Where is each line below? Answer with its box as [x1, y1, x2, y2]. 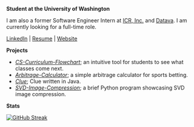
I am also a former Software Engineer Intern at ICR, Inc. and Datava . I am [6, 17, 187, 24]
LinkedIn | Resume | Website [6, 35, 78, 42]
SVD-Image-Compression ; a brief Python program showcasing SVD [15, 84, 185, 91]
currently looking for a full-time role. [6, 24, 97, 30]
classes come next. [15, 65, 64, 72]
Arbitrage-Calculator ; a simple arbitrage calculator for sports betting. [15, 71, 188, 78]
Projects [6, 47, 28, 54]
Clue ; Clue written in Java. [15, 78, 81, 85]
